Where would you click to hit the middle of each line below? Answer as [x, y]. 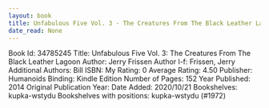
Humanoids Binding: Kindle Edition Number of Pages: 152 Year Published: [129, 79]
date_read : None [35, 30]
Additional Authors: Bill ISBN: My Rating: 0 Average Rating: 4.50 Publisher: [130, 70]
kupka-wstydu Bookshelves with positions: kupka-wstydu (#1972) [117, 96]
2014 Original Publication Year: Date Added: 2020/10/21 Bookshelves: [123, 87]
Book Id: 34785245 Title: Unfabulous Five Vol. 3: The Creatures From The [130, 54]
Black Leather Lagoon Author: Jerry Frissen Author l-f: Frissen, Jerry [122, 62]
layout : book [30, 16]
